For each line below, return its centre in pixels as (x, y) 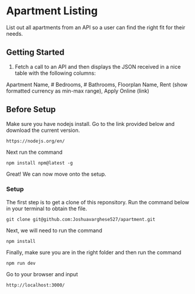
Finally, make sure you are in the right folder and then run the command (94, 252)
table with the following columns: (55, 73)
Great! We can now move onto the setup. (56, 174)
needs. (15, 33)
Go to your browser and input (42, 274)
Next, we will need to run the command (54, 230)
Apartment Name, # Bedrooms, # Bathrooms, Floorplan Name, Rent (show (97, 84)
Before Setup (31, 110)
